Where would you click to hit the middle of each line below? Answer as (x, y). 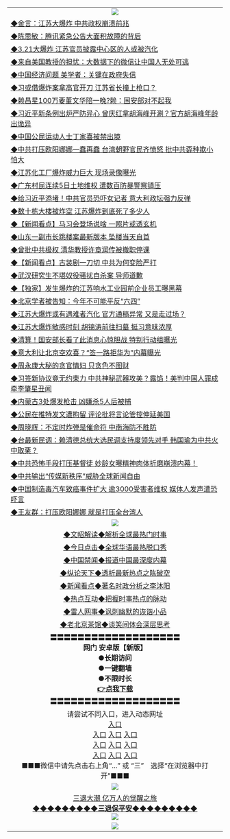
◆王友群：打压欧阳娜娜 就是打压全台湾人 (77, 512)
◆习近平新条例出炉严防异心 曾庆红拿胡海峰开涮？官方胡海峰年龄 (115, 114)
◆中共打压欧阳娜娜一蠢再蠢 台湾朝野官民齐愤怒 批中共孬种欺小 (112, 149)
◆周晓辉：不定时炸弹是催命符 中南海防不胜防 (84, 427)
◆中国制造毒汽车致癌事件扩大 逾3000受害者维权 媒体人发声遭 (111, 489)
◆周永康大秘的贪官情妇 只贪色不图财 (70, 365)
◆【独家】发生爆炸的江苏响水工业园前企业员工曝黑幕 (97, 288)
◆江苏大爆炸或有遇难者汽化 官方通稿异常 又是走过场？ (98, 314)
